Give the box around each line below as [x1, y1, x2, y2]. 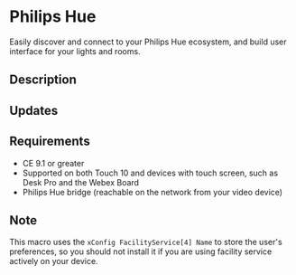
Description [9, 72, 77, 88]
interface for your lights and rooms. [9, 45, 142, 56]
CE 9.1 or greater [22, 157, 85, 168]
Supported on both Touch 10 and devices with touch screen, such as [22, 167, 278, 178]
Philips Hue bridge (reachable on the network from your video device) [22, 186, 282, 197]
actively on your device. [9, 256, 98, 267]
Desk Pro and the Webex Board [22, 176, 140, 187]
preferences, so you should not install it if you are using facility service [9, 246, 273, 257]
